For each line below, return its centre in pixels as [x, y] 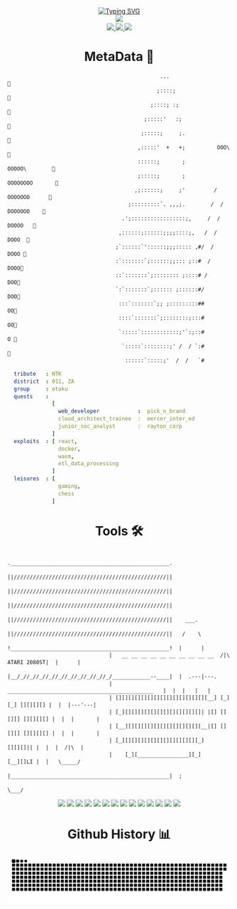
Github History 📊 [119, 834]
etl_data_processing [88, 464]
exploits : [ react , [46, 441]
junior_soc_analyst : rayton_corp [120, 426]
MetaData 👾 [119, 57]
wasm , [66, 456]
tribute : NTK [38, 374]
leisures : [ [34, 479]
